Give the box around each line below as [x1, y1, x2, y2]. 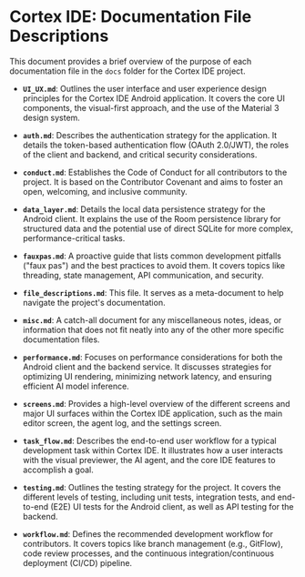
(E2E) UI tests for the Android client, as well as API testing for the [50, 501, 294, 511]
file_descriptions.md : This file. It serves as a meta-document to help [22, 287, 284, 298]
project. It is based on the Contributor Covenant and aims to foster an [22, 176, 284, 187]
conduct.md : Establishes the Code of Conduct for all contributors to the [22, 167, 288, 177]
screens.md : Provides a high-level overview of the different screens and [22, 398, 290, 409]
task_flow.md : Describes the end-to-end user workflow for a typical [22, 435, 277, 446]
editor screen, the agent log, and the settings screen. [22, 417, 222, 429]
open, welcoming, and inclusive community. [22, 186, 188, 197]
